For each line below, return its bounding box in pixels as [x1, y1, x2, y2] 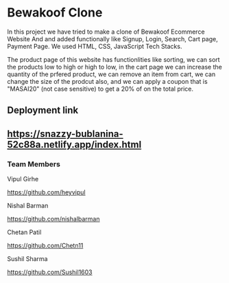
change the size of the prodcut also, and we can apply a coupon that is [7, 77, 208, 85]
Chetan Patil [7, 228, 42, 236]
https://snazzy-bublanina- [7, 128, 123, 139]
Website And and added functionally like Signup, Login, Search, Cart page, [7, 34, 218, 43]
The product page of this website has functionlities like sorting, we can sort [7, 55, 221, 63]
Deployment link [7, 104, 79, 116]
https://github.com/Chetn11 [7, 242, 84, 250]
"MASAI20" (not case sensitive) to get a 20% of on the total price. [7, 84, 194, 93]
